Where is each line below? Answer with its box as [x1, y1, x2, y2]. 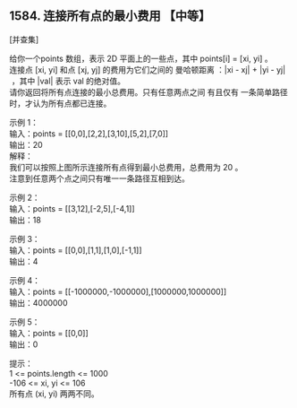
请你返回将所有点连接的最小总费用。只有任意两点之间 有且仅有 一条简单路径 [9, 86, 288, 97]
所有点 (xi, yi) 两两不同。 [9, 388, 100, 399]
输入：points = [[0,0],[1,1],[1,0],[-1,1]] [9, 245, 142, 256]
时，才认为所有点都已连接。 [9, 98, 112, 109]
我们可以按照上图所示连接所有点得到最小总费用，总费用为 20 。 [9, 161, 243, 172]
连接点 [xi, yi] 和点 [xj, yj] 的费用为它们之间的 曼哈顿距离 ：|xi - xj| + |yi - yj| [9, 64, 286, 74]
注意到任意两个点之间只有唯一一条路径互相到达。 [9, 173, 190, 184]
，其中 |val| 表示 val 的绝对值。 [11, 75, 126, 86]
